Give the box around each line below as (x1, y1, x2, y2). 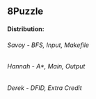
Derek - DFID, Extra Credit (7, 83, 82, 92)
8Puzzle (7, 6, 44, 17)
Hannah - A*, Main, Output (7, 62, 86, 71)
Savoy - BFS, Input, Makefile (7, 41, 89, 49)
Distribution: (7, 24, 45, 33)
